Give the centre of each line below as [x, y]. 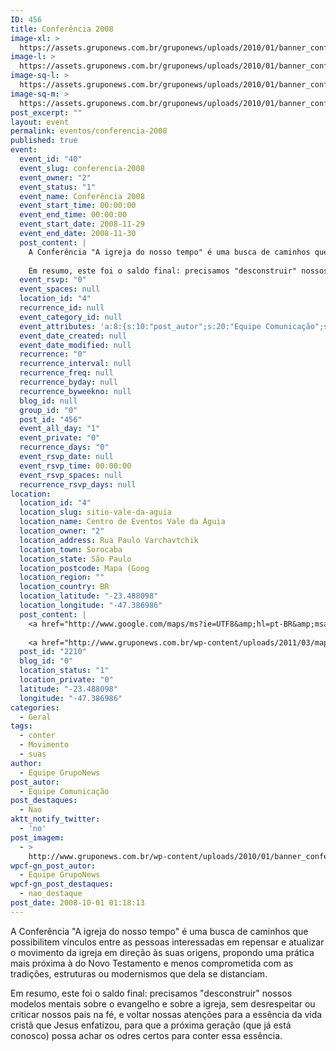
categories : [35, 707]
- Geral [35, 717]
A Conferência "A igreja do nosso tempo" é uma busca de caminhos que [159, 931]
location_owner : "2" [62, 531]
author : [26, 763]
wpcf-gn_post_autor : [53, 866]
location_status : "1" [64, 671]
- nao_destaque [51, 894]
